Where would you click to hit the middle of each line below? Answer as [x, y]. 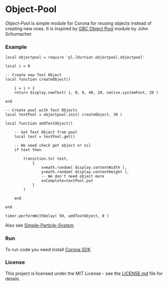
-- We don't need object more [73, 176]
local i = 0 [18, 66]
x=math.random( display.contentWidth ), [84, 168]
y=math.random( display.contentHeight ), [85, 172]
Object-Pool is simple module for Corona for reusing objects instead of [78, 23]
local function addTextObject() [39, 124]
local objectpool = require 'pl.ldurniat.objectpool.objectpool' [75, 57]
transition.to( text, [46, 159]
